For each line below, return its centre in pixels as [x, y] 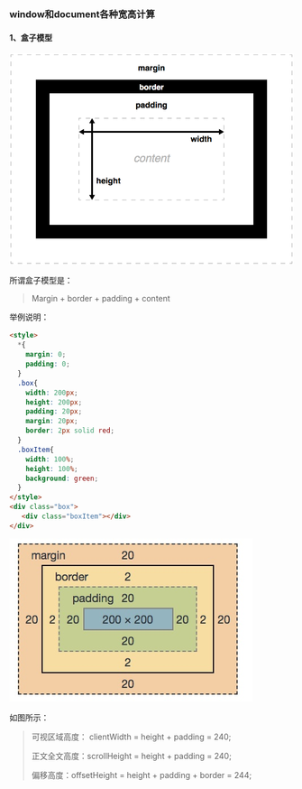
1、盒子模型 [31, 37]
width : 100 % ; [50, 459]
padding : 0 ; [48, 364]
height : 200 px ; [54, 402]
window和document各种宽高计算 [82, 14]
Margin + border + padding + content [101, 299]
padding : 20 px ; [54, 412]
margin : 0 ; [46, 355]
